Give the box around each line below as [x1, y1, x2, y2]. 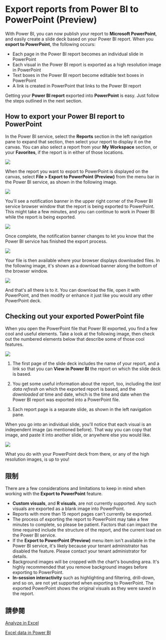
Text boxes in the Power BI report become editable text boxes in [12, 72, 144, 78]
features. [5, 341, 24, 347]
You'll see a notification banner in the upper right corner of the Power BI [5, 198, 153, 204]
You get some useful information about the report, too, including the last [12, 381, 161, 387]
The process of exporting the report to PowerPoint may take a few [12, 516, 149, 523]
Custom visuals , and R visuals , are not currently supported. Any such [12, 501, 157, 507]
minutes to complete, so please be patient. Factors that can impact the [12, 522, 158, 528]
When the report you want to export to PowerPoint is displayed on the [5, 168, 149, 174]
